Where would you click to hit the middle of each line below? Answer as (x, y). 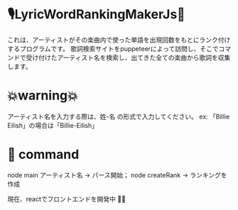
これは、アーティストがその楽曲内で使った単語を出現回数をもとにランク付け (119, 40)
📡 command (43, 155)
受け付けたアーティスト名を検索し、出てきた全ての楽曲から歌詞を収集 (128, 57)
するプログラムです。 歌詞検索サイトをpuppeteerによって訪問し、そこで (113, 48)
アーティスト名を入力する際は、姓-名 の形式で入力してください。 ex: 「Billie (119, 116)
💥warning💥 (43, 95)
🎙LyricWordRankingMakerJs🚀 (97, 15)
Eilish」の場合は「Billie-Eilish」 (53, 125)
